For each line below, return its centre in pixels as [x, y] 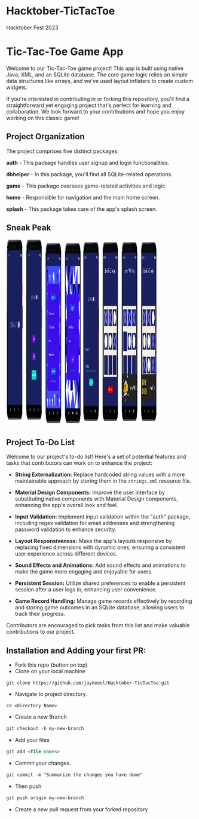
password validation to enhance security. [65, 529]
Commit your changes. [43, 763]
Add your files [32, 740]
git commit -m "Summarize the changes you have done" [75, 775]
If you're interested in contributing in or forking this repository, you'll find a [98, 99]
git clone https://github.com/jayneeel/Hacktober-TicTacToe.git [88, 683]
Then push [28, 786]
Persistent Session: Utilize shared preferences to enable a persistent [100, 583]
